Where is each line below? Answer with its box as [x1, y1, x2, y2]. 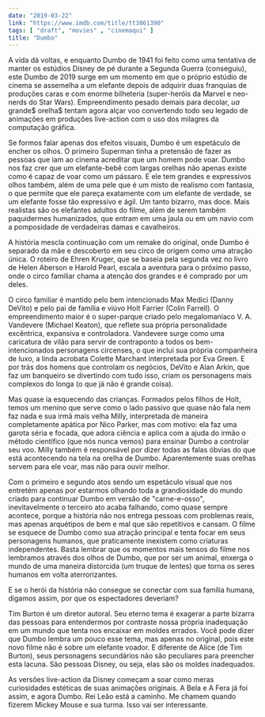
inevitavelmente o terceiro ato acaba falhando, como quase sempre [8, 502, 228, 512]
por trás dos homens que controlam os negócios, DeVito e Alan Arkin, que [8, 362, 250, 372]
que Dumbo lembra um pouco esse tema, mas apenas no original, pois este [8, 635, 255, 644]
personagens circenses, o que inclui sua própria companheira [55, 345, 258, 355]
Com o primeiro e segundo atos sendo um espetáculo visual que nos [8, 477, 233, 487]
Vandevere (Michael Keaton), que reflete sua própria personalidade [8, 320, 228, 330]
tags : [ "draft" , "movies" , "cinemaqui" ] [8, 26, 154, 34]
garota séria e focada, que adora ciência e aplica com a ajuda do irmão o [8, 429, 247, 438]
